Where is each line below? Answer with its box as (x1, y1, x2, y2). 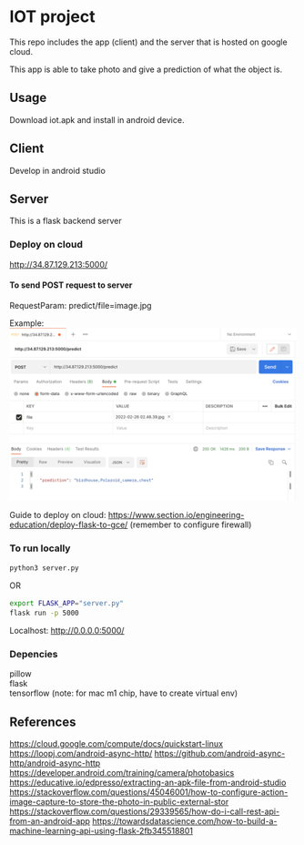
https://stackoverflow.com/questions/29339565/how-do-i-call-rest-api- (9, 806, 280, 817)
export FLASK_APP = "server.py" (9, 599, 125, 608)
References (9, 714, 76, 729)
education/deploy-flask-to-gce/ (9, 519, 128, 530)
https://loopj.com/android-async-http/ (9, 748, 153, 759)
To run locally (9, 542, 71, 555)
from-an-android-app (9, 816, 91, 827)
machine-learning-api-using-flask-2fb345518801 (9, 826, 194, 837)
